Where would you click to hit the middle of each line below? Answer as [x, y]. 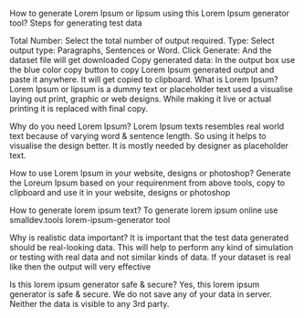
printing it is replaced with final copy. [79, 108]
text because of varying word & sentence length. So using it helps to [138, 136]
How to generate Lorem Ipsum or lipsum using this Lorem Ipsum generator [150, 13]
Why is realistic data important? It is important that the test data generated [149, 238]
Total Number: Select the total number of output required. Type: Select [142, 41]
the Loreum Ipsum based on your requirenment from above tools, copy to [147, 183]
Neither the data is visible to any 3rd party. [89, 304]
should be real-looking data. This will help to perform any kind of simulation [152, 247]
